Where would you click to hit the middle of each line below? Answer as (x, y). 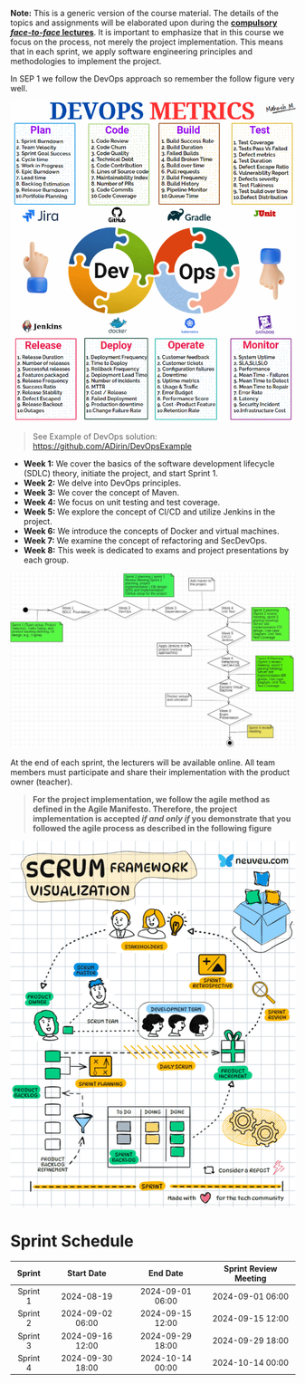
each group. (46, 560)
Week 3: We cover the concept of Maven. (101, 493)
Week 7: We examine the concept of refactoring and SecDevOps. (145, 541)
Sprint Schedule (72, 1241)
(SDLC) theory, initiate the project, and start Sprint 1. (120, 474)
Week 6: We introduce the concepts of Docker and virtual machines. (151, 531)
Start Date (87, 1273)
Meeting (251, 1278)
